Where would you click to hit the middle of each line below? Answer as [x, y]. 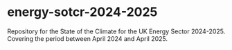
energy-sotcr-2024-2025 [82, 12]
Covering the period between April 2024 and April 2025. [88, 38]
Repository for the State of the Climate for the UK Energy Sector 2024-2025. [116, 31]
